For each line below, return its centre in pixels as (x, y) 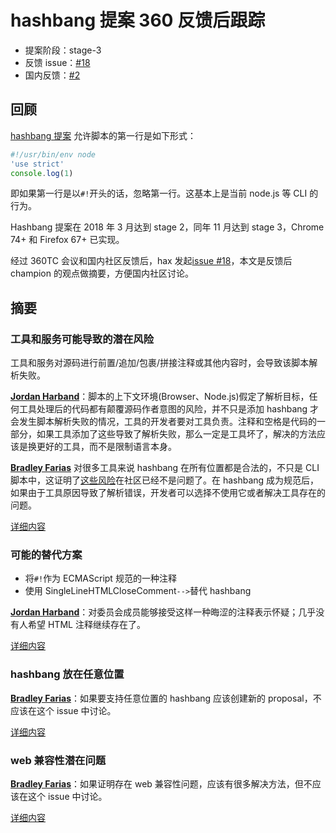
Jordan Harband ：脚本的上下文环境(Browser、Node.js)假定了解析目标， (160, 397)
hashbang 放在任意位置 (67, 674)
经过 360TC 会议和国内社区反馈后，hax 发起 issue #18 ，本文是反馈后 (151, 261)
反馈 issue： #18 (57, 62)
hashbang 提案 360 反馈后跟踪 (138, 20)
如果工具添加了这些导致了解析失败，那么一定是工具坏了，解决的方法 (176, 434)
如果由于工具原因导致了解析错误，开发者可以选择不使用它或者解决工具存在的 (168, 493)
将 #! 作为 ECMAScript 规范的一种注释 (100, 578)
